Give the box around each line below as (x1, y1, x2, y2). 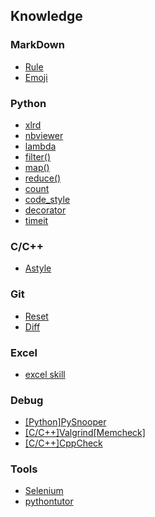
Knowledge (10, 8, 83, 25)
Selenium (24, 485, 64, 497)
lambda (24, 140, 57, 152)
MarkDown (10, 38, 65, 52)
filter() (24, 150, 52, 163)
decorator (24, 204, 67, 216)
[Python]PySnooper (24, 416, 107, 428)
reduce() (24, 172, 62, 184)
